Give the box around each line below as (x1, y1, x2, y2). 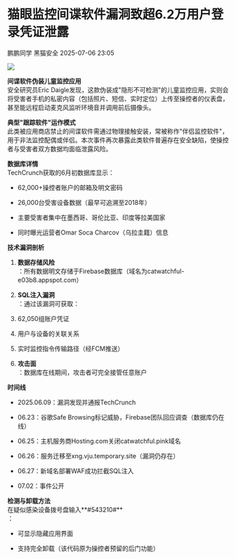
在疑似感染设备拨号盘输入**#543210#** (7, 505, 123, 514)
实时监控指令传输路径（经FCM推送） (17, 344, 124, 353)
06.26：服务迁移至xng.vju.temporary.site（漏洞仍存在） (17, 451, 180, 460)
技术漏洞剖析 (7, 243, 44, 251)
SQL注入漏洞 (17, 290, 55, 299)
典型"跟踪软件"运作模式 (7, 118, 76, 127)
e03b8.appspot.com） (17, 275, 83, 284)
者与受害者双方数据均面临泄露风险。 (7, 144, 112, 153)
